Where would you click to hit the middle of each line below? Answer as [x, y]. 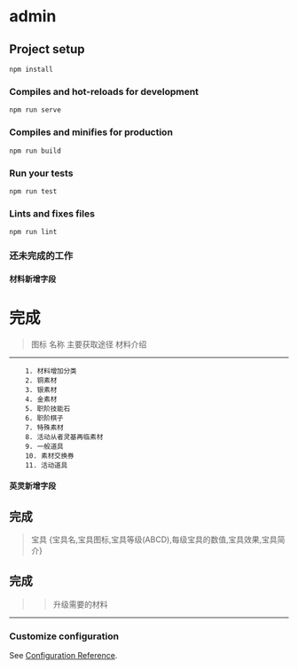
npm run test [33, 191]
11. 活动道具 [47, 465]
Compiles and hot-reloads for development [104, 91]
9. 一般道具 [44, 446]
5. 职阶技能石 [48, 409]
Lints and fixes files [52, 213]
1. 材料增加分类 [51, 371]
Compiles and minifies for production [91, 132]
